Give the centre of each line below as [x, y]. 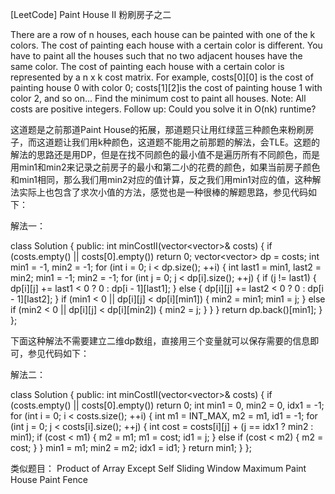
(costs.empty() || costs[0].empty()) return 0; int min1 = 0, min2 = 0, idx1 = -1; [167, 405]
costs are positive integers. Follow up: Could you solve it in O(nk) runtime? [163, 109]
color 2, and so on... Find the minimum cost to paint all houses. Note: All [158, 98]
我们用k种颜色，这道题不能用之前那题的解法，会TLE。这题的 [196, 142]
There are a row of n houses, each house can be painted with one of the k [163, 34]
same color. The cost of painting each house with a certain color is [147, 66]
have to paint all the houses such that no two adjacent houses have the [156, 56]
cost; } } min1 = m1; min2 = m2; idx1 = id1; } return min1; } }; [131, 447]
